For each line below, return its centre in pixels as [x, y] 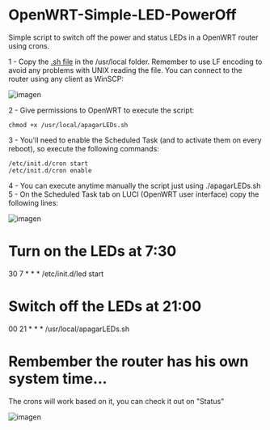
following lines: [34, 202]
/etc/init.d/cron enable [50, 170]
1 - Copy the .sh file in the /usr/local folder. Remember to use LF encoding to [135, 62]
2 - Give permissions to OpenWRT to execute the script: [101, 110]
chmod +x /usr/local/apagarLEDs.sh [68, 125]
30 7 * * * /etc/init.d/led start [56, 274]
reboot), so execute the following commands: [84, 148]
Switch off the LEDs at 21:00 [105, 307]
